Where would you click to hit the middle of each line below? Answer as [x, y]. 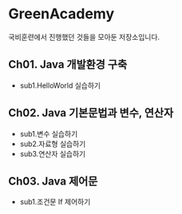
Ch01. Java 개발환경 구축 [68, 65]
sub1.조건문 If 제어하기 [55, 202]
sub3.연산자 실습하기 [53, 153]
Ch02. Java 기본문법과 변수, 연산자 [91, 113]
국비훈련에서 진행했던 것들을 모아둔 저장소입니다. [84, 37]
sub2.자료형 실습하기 [53, 144]
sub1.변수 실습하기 [49, 133]
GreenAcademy [61, 14]
